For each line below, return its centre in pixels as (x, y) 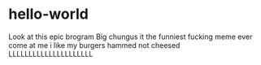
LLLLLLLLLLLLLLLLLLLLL (51, 54)
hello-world (49, 14)
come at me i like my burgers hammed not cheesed (94, 45)
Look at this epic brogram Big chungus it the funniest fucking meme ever (130, 37)
